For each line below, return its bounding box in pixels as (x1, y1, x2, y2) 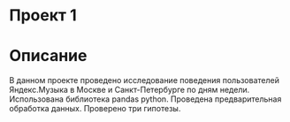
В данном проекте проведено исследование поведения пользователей (9, 75, 280, 86)
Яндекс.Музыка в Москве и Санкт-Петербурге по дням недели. (9, 85, 250, 95)
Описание (9, 46, 88, 66)
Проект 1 (9, 5, 77, 26)
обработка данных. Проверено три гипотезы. (9, 103, 181, 114)
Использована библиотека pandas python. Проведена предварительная (9, 94, 282, 104)
